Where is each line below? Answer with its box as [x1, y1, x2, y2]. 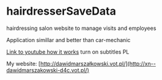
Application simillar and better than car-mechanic [6, 36, 131, 43]
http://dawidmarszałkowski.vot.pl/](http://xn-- [40, 60, 156, 67]
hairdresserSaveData [6, 4, 116, 18]
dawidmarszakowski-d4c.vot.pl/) [6, 66, 90, 74]
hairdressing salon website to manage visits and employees [6, 24, 156, 32]
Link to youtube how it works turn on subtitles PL [6, 48, 130, 56]
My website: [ [6, 60, 41, 67]
